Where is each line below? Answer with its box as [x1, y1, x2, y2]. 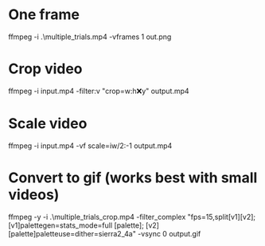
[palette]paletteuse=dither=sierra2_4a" [8, 228, 137, 238]
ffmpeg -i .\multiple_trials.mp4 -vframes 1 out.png [8, 32, 172, 41]
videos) [8, 185, 60, 204]
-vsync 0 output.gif [138, 228, 201, 238]
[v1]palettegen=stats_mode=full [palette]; [8, 221, 145, 230]
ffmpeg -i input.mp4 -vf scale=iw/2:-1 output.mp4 [8, 141, 173, 150]
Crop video [8, 60, 83, 78]
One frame [8, 6, 80, 24]
